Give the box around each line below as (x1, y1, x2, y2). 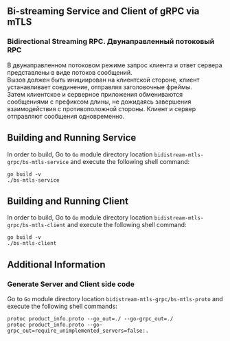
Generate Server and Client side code (7, 279, 135, 289)
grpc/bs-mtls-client (7, 222, 67, 229)
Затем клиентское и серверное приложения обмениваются (7, 90, 183, 98)
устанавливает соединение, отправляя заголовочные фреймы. (7, 82, 192, 91)
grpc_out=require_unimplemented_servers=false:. (7, 327, 149, 334)
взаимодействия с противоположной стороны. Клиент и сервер (7, 104, 196, 113)
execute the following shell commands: (7, 302, 118, 310)
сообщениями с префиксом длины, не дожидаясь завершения (7, 97, 192, 106)
